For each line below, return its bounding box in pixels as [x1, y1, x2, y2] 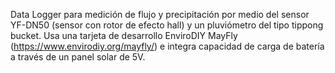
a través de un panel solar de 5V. [10, 51, 146, 63]
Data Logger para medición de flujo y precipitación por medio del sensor [10, 9, 310, 20]
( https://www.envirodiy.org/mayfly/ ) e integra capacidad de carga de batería [10, 40, 325, 52]
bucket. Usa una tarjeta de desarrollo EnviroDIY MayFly [10, 30, 238, 41]
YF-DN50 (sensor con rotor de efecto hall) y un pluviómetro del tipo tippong [10, 19, 324, 31]
